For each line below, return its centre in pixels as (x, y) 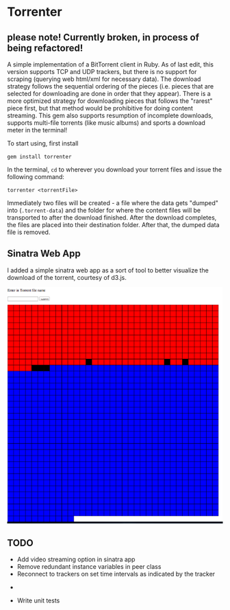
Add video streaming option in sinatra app (76, 559)
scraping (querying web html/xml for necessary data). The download (104, 79)
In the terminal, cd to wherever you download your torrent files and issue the (115, 169)
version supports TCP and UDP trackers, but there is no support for (102, 72)
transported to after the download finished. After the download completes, (112, 218)
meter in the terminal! (37, 130)
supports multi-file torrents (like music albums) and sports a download (106, 123)
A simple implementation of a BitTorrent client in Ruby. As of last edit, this (111, 64)
